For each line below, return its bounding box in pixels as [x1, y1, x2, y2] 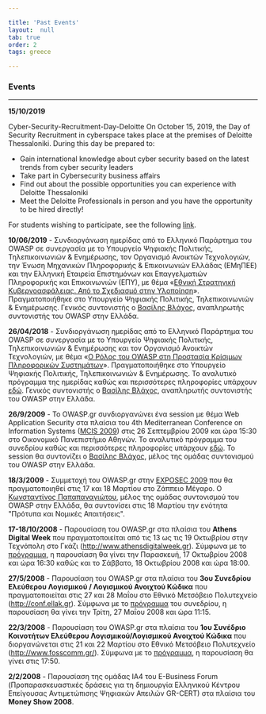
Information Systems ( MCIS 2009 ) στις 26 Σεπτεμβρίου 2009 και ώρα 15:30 [8, 426, 257, 436]
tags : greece [8, 48, 51, 56]
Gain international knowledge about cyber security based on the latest [19, 154, 249, 163]
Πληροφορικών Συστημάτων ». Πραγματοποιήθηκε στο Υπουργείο [8, 360, 226, 370]
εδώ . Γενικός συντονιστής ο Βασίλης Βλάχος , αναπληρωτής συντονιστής [8, 386, 253, 395]
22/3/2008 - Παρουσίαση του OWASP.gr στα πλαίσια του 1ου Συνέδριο [8, 623, 246, 632]
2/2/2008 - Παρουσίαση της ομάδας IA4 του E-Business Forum [8, 672, 218, 681]
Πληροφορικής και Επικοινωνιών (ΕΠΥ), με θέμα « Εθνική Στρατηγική [8, 278, 236, 287]
